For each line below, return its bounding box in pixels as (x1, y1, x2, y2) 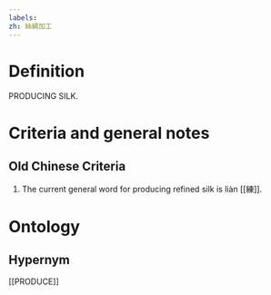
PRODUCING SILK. (8, 91, 79, 102)
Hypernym (8, 252, 70, 268)
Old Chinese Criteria (8, 159, 126, 174)
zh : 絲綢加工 (8, 22, 53, 31)
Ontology (8, 216, 81, 237)
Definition (8, 61, 85, 82)
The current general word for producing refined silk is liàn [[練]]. (21, 183, 263, 195)
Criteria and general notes (8, 123, 210, 143)
